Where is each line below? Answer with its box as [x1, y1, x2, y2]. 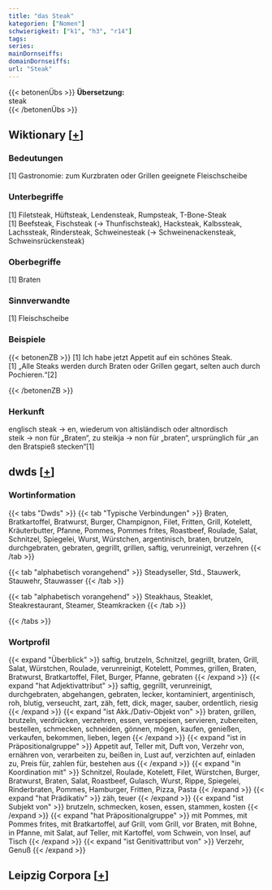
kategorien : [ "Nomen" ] [8, 20, 85, 28]
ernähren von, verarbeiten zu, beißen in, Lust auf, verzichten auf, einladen [8, 750, 256, 760]
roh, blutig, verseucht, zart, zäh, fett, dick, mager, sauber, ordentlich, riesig [8, 698, 258, 708]
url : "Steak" [8, 65, 53, 73]
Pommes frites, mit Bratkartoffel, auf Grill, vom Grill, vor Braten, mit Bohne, [8, 819, 257, 829]
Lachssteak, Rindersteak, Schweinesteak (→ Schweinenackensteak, [8, 227, 236, 237]
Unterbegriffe [8, 191, 63, 203]
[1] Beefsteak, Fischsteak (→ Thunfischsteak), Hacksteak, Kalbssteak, [8, 218, 242, 228]
